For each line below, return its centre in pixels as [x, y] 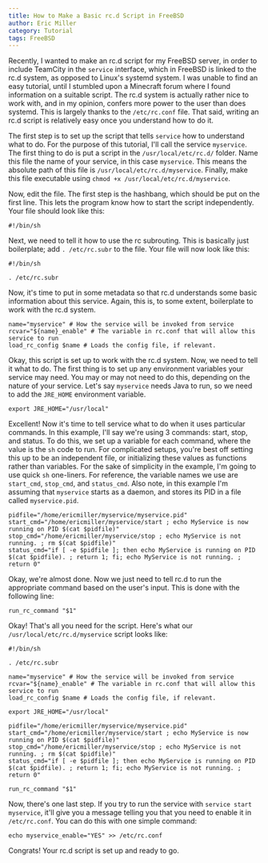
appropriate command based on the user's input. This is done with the [124, 588]
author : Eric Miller [43, 23]
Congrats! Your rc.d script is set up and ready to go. [94, 851]
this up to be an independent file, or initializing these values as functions [128, 458]
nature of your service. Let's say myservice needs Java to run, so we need [130, 386]
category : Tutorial [41, 30]
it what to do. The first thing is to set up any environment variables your [126, 369]
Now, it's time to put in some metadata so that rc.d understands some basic [133, 292]
